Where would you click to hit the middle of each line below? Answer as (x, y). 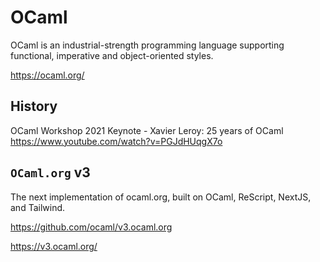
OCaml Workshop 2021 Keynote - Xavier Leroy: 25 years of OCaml (147, 130)
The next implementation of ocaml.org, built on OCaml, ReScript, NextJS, (161, 197)
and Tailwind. (38, 207)
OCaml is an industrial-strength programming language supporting (147, 45)
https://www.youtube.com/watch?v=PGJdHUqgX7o (116, 141)
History (34, 106)
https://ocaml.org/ (47, 75)
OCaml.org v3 (50, 172)
